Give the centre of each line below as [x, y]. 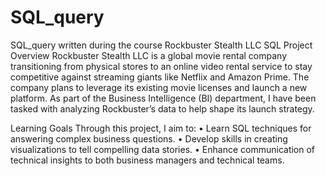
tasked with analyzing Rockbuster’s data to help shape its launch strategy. [162, 108]
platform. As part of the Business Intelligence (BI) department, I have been [163, 98]
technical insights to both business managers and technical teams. [147, 160]
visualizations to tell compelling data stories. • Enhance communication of [163, 149]
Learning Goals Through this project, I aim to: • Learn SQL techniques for [161, 128]
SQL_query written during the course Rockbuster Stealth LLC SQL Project [161, 45]
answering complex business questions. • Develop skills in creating [149, 138]
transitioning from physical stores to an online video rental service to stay [161, 66]
